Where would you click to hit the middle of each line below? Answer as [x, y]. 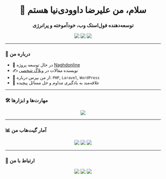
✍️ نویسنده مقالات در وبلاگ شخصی [45, 70]
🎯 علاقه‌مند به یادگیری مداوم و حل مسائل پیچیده [56, 83]
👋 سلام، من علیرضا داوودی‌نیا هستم [83, 10]
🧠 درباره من [18, 54]
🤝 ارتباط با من [20, 161]
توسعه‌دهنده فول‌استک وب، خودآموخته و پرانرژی [83, 26]
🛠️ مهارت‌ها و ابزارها [26, 100]
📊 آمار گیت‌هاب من [26, 130]
